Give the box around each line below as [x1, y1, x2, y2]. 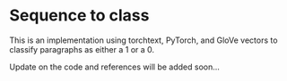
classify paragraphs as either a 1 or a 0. [9, 44, 155, 54]
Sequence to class [9, 5, 150, 26]
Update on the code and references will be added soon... [9, 61, 220, 72]
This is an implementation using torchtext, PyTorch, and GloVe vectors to [9, 35, 278, 45]
